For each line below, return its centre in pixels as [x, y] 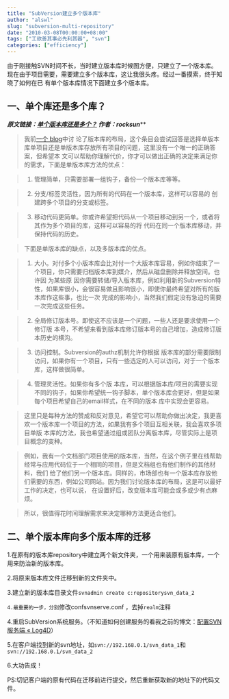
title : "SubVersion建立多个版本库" [54, 13]
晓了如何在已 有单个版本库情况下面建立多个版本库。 [80, 83]
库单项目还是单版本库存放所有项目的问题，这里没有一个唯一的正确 [117, 147]
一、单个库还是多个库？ [56, 107]
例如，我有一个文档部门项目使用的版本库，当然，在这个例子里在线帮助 [123, 456]
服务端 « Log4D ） [32, 630]
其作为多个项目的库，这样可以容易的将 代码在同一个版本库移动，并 [128, 225]
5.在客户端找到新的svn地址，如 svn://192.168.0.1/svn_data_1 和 [96, 644]
